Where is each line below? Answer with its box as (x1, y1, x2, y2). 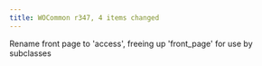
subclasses (9, 47, 51, 59)
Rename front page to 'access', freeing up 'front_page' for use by (9, 38, 253, 49)
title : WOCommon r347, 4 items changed (9, 13, 160, 23)
